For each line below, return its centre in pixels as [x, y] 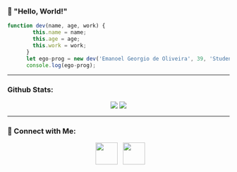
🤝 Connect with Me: [42, 131]
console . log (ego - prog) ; [61, 65]
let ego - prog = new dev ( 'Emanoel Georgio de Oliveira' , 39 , [116, 59]
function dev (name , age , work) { [56, 26]
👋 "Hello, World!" [37, 11]
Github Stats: [31, 90]
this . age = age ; [56, 39]
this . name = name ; [60, 32]
